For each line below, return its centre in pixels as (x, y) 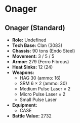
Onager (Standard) (35, 28)
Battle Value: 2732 (32, 116)
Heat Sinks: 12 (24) (32, 67)
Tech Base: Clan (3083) (37, 45)
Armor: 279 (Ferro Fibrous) (41, 61)
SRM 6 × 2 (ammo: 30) (43, 83)
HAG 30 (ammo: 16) (40, 78)
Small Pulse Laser (38, 100)
